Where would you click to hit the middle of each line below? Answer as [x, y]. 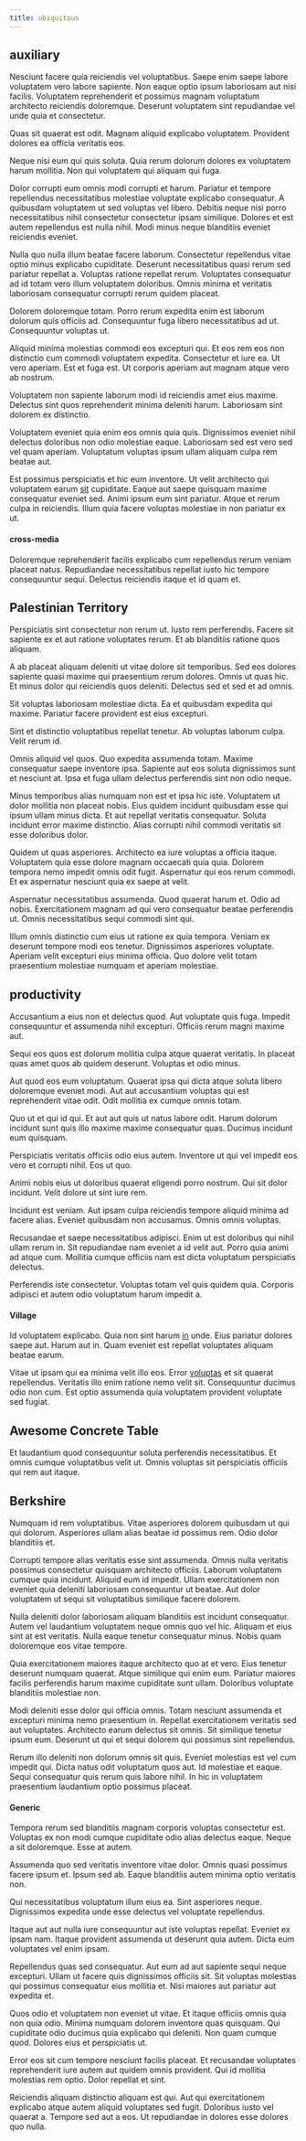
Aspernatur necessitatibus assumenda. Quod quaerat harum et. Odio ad [145, 899]
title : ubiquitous [44, 18]
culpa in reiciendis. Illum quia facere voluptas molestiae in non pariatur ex [148, 508]
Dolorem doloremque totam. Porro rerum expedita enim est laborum [137, 311]
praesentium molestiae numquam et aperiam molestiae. [114, 966]
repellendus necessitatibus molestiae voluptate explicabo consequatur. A [147, 198]
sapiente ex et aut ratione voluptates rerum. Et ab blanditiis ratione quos [145, 639]
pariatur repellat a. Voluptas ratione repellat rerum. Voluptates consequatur [150, 274]
